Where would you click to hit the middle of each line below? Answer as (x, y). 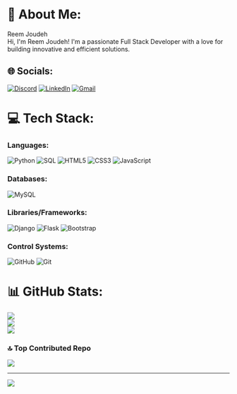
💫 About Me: (44, 15)
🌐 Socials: (30, 71)
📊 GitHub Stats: (55, 292)
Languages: (28, 145)
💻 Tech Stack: (51, 118)
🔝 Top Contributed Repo (49, 348)
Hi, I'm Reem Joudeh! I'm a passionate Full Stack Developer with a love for (115, 41)
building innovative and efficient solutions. (69, 49)
